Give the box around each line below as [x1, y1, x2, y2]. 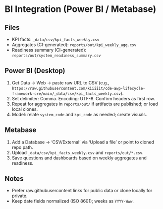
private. [11, 193, 28, 199]
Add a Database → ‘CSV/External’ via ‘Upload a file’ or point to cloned [11, 139, 155, 145]
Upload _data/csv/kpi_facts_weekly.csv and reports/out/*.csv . [11, 149, 144, 155]
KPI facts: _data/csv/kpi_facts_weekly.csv [11, 36, 100, 42]
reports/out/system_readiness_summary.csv [11, 53, 101, 58]
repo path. [11, 144, 33, 150]
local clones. [11, 106, 38, 112]
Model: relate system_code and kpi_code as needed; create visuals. [11, 111, 147, 117]
